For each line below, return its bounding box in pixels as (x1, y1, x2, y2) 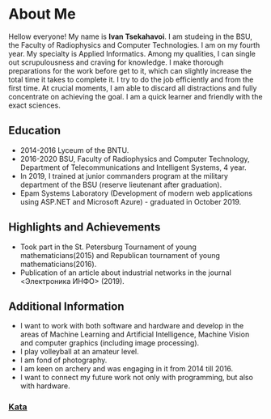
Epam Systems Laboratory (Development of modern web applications (19, 188, 253, 198)
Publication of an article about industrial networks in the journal (19, 268, 232, 277)
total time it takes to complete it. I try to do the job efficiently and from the (8, 74, 254, 84)
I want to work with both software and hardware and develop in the (19, 321, 244, 331)
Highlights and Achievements (8, 220, 161, 235)
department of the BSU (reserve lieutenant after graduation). (19, 180, 222, 189)
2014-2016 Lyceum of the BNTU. (19, 145, 129, 154)
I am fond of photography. (19, 355, 108, 365)
